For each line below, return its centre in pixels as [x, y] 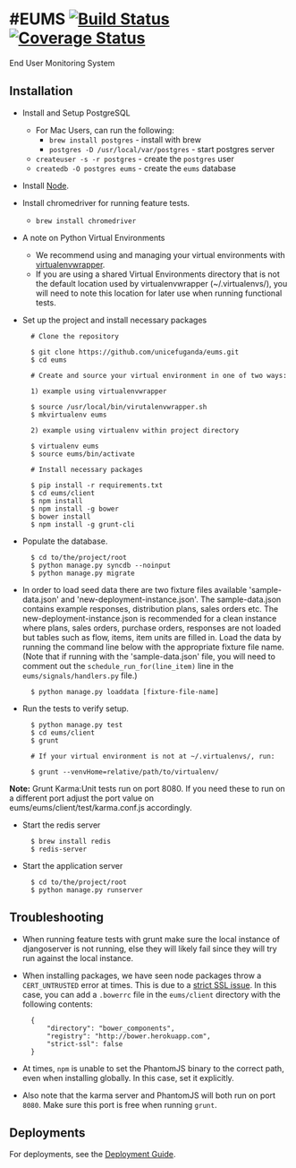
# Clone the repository [75, 336]
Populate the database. [65, 541]
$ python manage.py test [77, 725]
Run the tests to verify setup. [76, 709]
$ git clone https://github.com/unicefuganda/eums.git [135, 352]
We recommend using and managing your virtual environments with [161, 254]
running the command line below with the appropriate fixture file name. [153, 647]
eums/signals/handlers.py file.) [80, 675]
